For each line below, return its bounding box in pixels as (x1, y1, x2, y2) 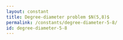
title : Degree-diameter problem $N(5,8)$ (6, 14, 110, 20)
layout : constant (6, 8, 49, 15)
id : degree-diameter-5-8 (6, 25, 67, 31)
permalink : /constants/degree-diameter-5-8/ (6, 19, 118, 25)
